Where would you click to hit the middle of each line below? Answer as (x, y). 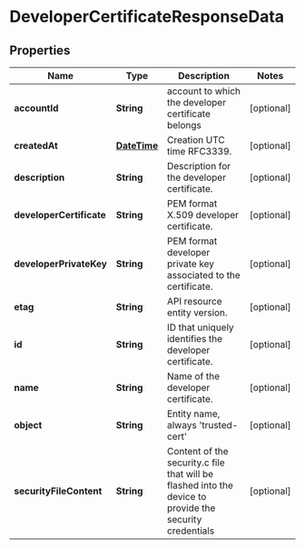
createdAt (36, 145)
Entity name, (193, 414)
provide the (191, 508)
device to (187, 497)
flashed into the (200, 485)
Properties (40, 50)
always (182, 425)
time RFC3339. (199, 151)
